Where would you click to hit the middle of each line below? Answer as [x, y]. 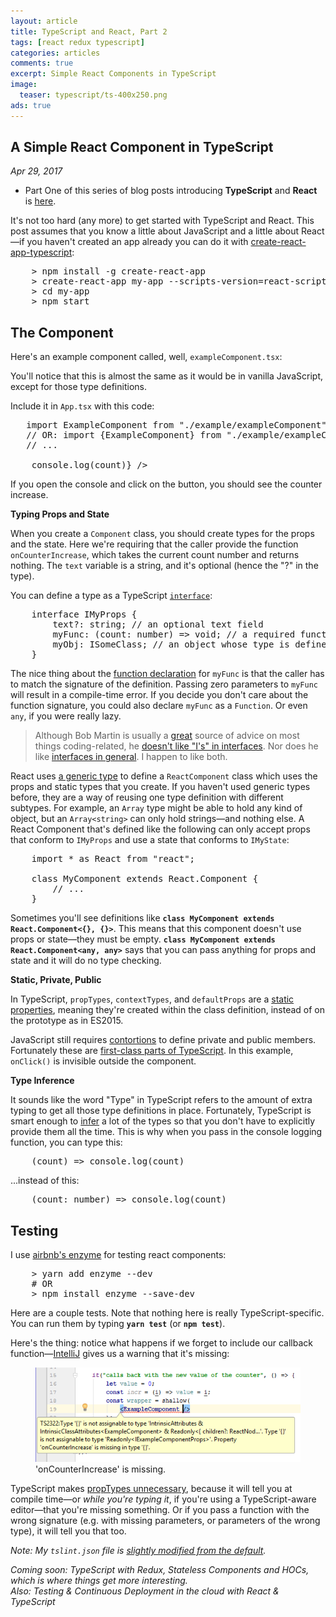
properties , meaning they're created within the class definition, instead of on [168, 1010]
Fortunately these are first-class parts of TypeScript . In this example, [152, 1051]
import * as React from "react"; [113, 859]
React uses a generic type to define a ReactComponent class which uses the [164, 776]
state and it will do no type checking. [86, 961]
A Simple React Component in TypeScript [142, 147]
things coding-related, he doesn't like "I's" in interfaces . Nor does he [176, 746]
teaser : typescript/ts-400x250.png [93, 95]
